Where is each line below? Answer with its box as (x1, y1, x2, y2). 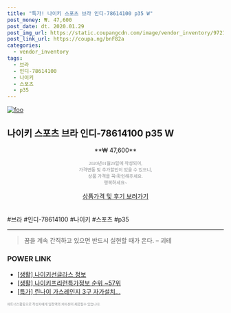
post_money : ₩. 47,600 (7, 17, 72, 23)
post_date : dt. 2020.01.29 (7, 23, 85, 30)
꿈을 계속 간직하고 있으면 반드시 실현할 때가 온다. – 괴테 (23, 236, 172, 244)
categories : (7, 42, 41, 49)
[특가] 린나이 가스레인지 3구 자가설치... (16, 288, 121, 296)
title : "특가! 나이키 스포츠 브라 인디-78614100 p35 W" (7, 10, 153, 17)
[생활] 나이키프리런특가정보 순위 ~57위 (16, 279, 122, 288)
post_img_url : (7, 29, 48, 36)
